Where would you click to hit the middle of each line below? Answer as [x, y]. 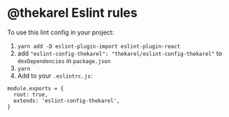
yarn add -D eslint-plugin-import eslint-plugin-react [99, 46]
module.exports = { [36, 88]
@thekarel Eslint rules [72, 13]
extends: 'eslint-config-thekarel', [67, 101]
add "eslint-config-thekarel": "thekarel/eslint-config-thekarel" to [119, 53]
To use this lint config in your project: [61, 32]
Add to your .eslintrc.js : [55, 76]
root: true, [31, 95]
